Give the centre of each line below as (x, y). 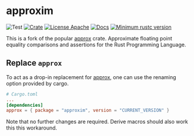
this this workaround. (32, 128)
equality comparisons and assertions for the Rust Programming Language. (96, 45)
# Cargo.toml (22, 94)
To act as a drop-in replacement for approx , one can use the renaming (91, 77)
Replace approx (34, 63)
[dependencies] (25, 105)
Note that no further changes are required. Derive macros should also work (97, 122)
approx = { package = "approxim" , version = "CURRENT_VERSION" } (88, 110)
